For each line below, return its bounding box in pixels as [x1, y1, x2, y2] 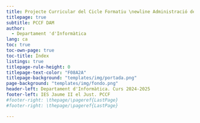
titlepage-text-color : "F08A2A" [6, 70, 86, 75]
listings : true [6, 58, 44, 64]
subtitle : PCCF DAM [6, 20, 55, 26]
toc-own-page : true [6, 48, 55, 53]
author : [6, 25, 26, 31]
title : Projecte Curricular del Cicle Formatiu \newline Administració [6, 8, 187, 15]
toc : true [6, 42, 31, 48]
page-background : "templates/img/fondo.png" [6, 81, 118, 87]
